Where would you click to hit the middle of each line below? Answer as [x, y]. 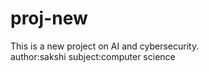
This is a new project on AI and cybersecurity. [105, 46]
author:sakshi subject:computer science [93, 56]
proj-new [49, 18]
